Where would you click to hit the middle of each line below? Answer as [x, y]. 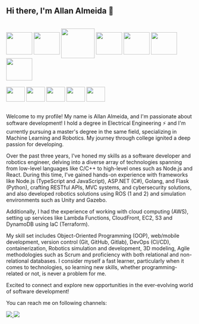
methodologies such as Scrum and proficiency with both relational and [93, 254]
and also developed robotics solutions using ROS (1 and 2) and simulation [96, 193]
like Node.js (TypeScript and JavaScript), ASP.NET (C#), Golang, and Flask [97, 181]
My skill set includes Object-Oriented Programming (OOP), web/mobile [93, 235]
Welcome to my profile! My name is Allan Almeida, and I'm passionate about [99, 116]
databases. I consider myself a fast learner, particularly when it [107, 261]
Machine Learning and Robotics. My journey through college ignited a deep [99, 138]
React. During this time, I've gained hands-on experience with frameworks [97, 174]
